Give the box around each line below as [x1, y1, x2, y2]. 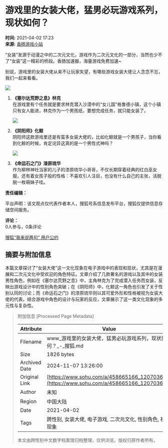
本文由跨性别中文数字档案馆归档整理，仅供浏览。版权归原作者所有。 [17, 437, 158, 443]
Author [19, 388, 36, 395]
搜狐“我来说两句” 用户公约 [5, 234, 59, 240]
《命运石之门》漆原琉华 [12, 160, 61, 166]
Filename [19, 338, 42, 345]
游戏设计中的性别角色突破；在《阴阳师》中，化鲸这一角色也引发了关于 [13, 283, 158, 289]
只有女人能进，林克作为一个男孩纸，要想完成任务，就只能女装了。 [12, 107, 148, 114]
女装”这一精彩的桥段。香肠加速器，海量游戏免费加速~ [11, 58, 121, 64]
